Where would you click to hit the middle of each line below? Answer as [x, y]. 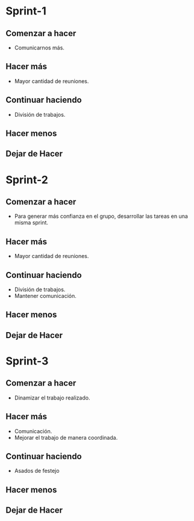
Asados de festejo [37, 471]
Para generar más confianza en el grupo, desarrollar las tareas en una [101, 216]
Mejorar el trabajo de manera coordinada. [66, 437]
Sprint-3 [27, 361]
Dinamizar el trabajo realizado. [52, 398]
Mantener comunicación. [45, 296]
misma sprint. [31, 223]
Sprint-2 [27, 180]
